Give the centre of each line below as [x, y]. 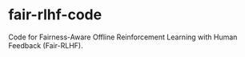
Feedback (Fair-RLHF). [46, 45]
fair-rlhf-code [55, 15]
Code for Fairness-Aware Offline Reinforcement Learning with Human [123, 37]
